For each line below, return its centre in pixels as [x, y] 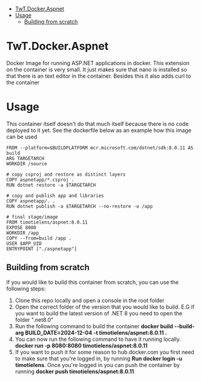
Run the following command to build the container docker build [94, 326]
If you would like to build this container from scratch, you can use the [93, 282]
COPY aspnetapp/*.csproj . [40, 180]
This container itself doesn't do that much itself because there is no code [97, 123]
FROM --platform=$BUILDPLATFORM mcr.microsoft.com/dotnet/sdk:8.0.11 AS [100, 148]
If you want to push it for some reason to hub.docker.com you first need [105, 352]
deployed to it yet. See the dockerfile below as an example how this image [99, 130]
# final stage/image [32, 217]
